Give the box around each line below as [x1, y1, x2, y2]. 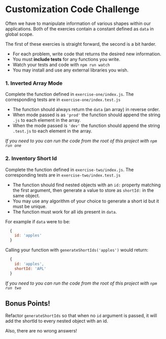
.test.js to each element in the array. [12, 128, 92, 134]
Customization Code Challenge [5, 4, 140, 15]
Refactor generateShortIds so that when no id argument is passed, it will [5, 313, 157, 319]
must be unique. [12, 203, 47, 209]
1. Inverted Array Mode [5, 80, 63, 87]
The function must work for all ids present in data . [12, 209, 117, 215]
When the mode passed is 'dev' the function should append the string [12, 123, 160, 129]
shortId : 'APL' [14, 266, 47, 271]
